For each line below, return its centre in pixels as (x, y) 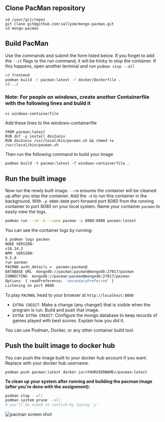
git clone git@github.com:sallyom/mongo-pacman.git (59, 24)
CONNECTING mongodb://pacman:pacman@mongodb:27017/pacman (67, 277)
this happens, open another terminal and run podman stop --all (70, 66)
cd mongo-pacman (22, 28)
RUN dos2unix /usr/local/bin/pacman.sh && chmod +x (59, 141)
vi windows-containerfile (32, 114)
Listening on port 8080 (30, 285)
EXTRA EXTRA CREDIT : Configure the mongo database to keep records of (85, 315)
